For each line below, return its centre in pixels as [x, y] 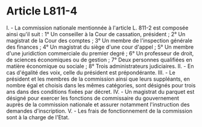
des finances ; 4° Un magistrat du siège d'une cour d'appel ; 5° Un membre [100, 47]
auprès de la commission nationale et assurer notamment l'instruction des [98, 104]
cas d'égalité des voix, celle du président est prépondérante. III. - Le [91, 72]
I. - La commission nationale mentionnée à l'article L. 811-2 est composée [97, 28]
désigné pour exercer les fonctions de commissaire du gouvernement [93, 98]
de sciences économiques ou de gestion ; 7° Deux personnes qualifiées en [99, 60]
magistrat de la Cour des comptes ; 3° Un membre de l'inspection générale [99, 40]
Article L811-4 [42, 11]
